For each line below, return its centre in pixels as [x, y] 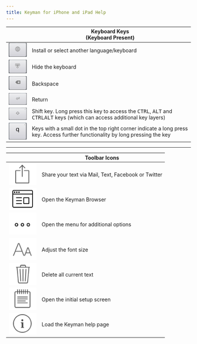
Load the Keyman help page [76, 325]
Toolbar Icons [102, 158]
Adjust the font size [65, 250]
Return [40, 99]
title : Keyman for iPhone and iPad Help [56, 12]
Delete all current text [68, 274]
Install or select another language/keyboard [84, 50]
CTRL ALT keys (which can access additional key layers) [99, 118]
